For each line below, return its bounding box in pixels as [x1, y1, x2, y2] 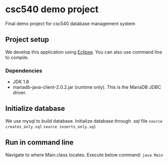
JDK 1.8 [12, 79, 29, 85]
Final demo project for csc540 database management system [5, 20, 136, 27]
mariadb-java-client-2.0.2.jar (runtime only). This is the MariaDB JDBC [12, 84, 161, 90]
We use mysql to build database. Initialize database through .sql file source [5, 118, 163, 124]
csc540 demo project [5, 4, 99, 15]
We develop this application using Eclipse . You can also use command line [5, 49, 162, 55]
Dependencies [5, 67, 43, 74]
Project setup [5, 35, 50, 44]
